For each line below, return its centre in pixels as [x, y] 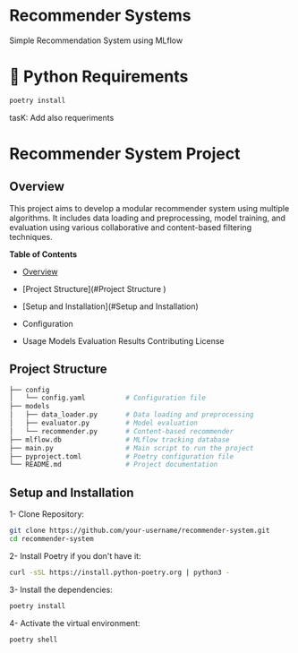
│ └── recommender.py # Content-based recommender [122, 431]
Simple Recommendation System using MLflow [96, 40]
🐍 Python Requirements [99, 77]
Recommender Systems [100, 16]
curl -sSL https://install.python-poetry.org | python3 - [119, 572]
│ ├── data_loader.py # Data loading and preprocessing [132, 415]
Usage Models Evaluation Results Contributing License [123, 340]
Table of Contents [43, 254]
